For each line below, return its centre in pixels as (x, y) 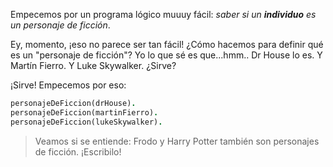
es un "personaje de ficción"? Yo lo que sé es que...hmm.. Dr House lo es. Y (166, 55)
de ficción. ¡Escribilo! (78, 151)
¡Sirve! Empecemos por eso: (68, 85)
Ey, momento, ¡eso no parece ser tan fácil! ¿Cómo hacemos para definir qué (167, 44)
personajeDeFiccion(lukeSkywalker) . (86, 122)
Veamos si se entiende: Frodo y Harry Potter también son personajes (177, 141)
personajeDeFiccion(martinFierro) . (84, 112)
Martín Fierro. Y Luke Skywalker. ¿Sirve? (93, 65)
